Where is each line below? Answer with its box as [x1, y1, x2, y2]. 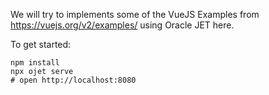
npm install [10, 58, 60, 68]
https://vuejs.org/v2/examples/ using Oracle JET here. [10, 19, 235, 31]
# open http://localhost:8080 [10, 75, 137, 85]
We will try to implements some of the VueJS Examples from [10, 9, 260, 20]
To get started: [10, 39, 72, 50]
